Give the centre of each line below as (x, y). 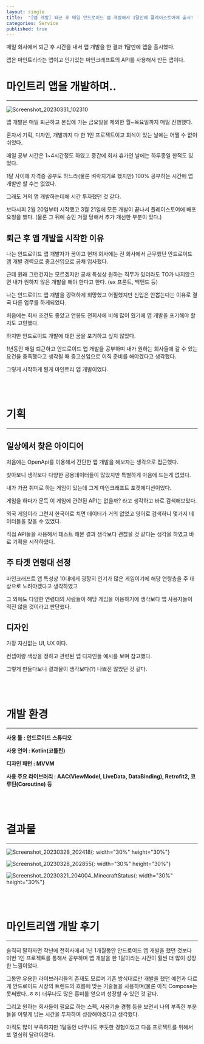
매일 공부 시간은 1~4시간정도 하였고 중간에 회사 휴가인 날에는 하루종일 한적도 (97, 156)
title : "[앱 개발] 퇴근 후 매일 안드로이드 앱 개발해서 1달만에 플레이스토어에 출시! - (103, 18)
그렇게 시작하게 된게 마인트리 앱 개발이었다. (57, 369)
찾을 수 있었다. (44, 521)
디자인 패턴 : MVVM (30, 764)
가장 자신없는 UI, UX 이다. (37, 643)
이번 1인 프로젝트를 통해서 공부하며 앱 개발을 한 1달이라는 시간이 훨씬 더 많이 (96, 958)
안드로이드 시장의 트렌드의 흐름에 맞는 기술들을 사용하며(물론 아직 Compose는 (105, 986)
